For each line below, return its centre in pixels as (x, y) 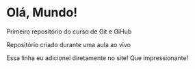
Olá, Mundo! (42, 13)
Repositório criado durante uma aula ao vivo (69, 44)
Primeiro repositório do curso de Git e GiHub (69, 31)
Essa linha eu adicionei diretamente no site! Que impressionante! (97, 58)
